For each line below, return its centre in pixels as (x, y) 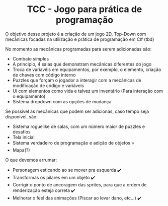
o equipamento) (29, 96)
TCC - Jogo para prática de (85, 9)
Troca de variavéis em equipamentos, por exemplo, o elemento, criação (87, 70)
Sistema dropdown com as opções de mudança (62, 101)
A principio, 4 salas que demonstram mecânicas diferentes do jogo (82, 64)
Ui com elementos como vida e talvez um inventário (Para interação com (88, 91)
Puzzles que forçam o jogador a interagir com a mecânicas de (77, 80)
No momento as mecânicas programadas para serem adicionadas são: (78, 49)
